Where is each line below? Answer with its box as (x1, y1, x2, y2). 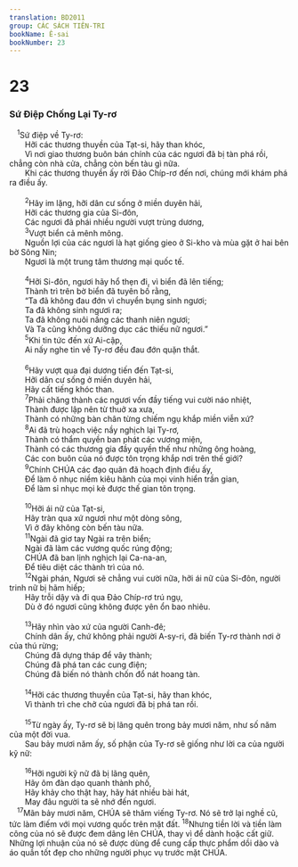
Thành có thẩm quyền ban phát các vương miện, (25, 433, 203, 444)
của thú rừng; (9, 640, 60, 651)
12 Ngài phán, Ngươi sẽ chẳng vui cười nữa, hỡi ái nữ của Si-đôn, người (25, 571, 281, 583)
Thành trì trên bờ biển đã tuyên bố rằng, (25, 286, 172, 297)
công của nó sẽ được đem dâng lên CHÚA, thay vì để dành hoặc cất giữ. (9, 828, 274, 838)
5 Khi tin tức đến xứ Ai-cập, (25, 334, 123, 346)
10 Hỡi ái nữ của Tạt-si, (25, 501, 105, 514)
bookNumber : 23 (9, 37, 66, 47)
